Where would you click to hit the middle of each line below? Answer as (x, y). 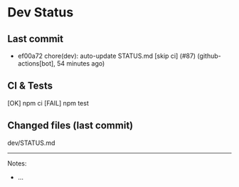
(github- (209, 56)
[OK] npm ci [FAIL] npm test (48, 103)
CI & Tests (30, 86)
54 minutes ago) (81, 64)
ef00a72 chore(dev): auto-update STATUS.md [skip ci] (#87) (107, 56)
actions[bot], (36, 64)
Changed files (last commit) (70, 126)
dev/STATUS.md (31, 143)
